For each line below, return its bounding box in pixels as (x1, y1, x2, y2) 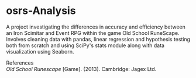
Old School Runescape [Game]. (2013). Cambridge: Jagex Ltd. (6, 65, 157, 72)
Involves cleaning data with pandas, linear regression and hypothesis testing (6, 36, 191, 42)
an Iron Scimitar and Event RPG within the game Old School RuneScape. (6, 29, 180, 36)
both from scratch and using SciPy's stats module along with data (6, 42, 165, 49)
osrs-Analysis (6, 4, 76, 17)
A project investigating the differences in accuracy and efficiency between (6, 23, 185, 30)
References (6, 59, 34, 66)
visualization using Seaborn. (6, 48, 74, 55)
